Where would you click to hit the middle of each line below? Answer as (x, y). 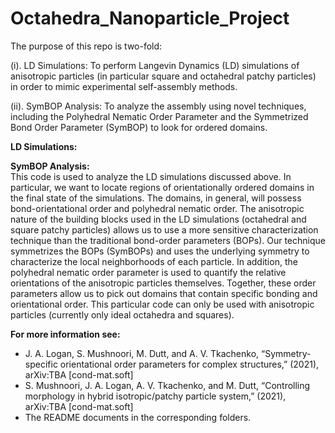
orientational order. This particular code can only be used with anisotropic (162, 304)
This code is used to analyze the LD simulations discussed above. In (151, 176)
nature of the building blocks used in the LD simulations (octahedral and (158, 219)
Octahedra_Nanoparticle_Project (150, 18)
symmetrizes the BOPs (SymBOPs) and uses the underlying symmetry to (160, 251)
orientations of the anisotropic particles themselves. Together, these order (163, 283)
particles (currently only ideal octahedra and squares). (122, 314)
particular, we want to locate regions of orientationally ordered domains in (162, 187)
